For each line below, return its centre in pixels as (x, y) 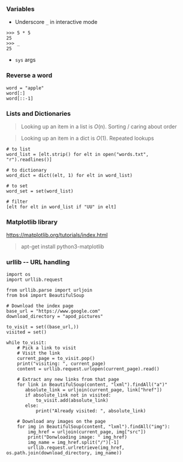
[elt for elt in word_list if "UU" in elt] (61, 207)
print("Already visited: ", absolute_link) (91, 411)
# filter (17, 202)
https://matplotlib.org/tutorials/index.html (57, 235)
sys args (25, 60)
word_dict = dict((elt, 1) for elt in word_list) (70, 175)
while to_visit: (26, 343)
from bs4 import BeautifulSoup (45, 296)
